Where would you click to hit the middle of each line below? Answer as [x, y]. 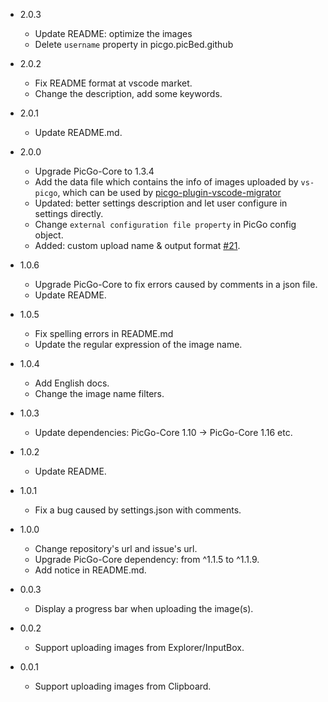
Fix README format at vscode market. [113, 83]
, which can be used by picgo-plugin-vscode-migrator [169, 192]
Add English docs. [72, 383]
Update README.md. [78, 132]
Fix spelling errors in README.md [104, 333]
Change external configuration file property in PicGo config [165, 224]
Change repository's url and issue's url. [116, 548]
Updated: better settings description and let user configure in [161, 203]
